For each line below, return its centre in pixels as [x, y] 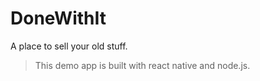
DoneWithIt [58, 18]
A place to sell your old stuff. [69, 46]
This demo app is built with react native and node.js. [142, 65]
